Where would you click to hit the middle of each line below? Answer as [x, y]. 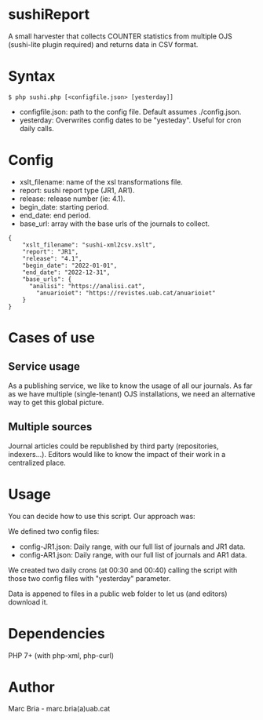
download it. [28, 601]
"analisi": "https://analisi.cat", [87, 286]
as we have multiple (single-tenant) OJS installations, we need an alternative [132, 393]
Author [31, 687]
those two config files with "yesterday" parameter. [89, 578]
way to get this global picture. [56, 402]
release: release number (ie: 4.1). [72, 199]
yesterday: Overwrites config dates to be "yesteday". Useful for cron [130, 120]
